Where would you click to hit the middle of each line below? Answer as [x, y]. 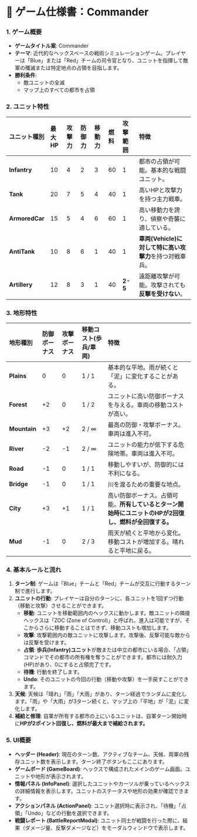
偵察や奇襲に [168, 218]
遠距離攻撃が [157, 276]
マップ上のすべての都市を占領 [59, 90]
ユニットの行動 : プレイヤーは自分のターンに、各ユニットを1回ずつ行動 [99, 599]
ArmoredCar [27, 218]
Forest [18, 405]
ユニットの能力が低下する [143, 445]
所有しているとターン [149, 504]
